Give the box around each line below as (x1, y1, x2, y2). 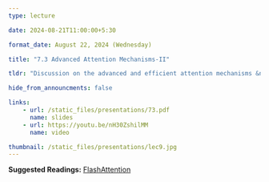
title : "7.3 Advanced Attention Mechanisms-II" (8, 55, 171, 63)
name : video (29, 128, 70, 136)
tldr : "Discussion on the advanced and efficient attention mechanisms (8, 70, 252, 78)
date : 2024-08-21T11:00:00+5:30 (8, 26, 116, 34)
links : (8, 99, 30, 107)
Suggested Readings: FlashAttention (8, 165, 131, 175)
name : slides (29, 113, 74, 121)
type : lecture (8, 11, 56, 20)
